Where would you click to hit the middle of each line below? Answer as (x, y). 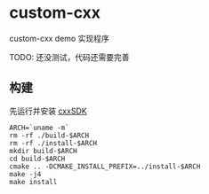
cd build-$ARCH (37, 159)
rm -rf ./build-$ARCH (49, 136)
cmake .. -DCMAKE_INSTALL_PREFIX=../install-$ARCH (105, 167)
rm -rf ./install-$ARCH (53, 143)
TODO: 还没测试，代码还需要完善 (70, 57)
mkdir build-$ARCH (43, 151)
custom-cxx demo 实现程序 (59, 38)
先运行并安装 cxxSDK (48, 111)
